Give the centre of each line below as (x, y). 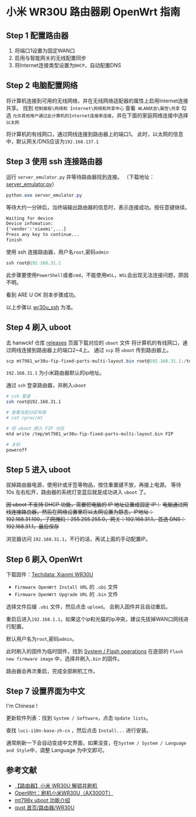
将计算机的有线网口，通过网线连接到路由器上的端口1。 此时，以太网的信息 (95, 134)
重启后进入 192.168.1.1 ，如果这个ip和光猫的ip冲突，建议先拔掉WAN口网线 (95, 619)
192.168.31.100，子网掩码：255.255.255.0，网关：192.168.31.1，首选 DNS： (96, 519)
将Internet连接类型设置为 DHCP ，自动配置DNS (68, 65)
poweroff (17, 450)
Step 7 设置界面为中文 (46, 691)
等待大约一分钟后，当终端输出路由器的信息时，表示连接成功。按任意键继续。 (98, 207)
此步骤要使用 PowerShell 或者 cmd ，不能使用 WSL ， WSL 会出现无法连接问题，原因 (97, 275)
